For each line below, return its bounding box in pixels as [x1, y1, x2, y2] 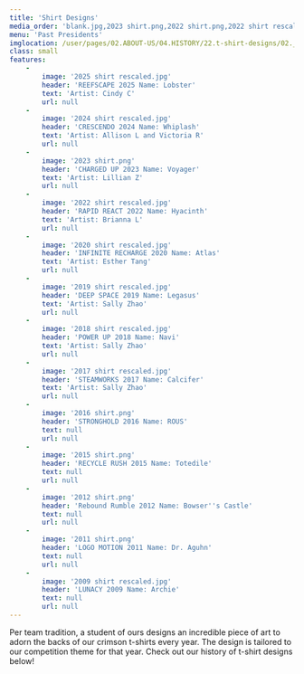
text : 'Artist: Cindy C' [42, 89, 136, 98]
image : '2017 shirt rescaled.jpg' [42, 366, 172, 375]
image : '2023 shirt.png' [42, 156, 136, 166]
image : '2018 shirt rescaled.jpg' [42, 325, 172, 334]
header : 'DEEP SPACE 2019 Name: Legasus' [42, 290, 201, 299]
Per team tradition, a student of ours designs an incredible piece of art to [9, 626, 280, 638]
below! [9, 655, 34, 666]
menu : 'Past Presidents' [9, 30, 103, 39]
